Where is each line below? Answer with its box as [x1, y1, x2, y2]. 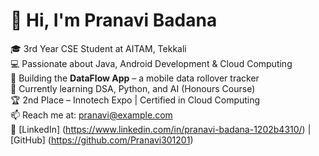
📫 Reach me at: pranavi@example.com [10, 109, 173, 121]
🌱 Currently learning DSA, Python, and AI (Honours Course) [10, 82, 256, 94]
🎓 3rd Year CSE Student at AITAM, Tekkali [10, 42, 187, 54]
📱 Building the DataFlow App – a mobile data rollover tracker [10, 72, 260, 84]
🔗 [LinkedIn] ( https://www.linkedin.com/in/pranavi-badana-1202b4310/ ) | [10, 123, 312, 135]
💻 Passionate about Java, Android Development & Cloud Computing [10, 57, 293, 69]
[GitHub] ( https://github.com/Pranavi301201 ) [10, 134, 194, 146]
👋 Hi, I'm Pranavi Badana [10, 9, 218, 32]
